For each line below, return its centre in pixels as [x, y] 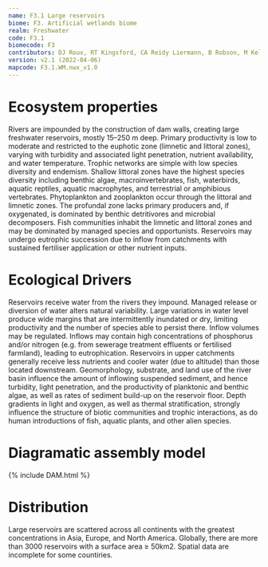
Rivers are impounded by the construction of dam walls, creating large [124, 129]
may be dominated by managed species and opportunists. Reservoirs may [130, 230]
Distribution [49, 507]
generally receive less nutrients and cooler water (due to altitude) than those [134, 361]
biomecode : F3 [32, 45]
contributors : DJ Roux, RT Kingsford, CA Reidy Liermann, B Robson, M [128, 53]
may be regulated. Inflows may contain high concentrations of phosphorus [131, 336]
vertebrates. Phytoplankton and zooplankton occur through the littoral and [130, 197]
